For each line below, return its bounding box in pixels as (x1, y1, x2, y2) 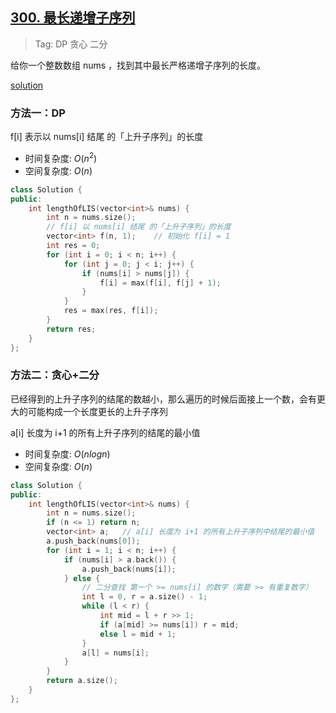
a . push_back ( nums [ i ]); (81, 564, 177, 574)
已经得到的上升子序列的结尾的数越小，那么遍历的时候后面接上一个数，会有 (10, 393, 317, 405)
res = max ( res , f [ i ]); (63, 306, 159, 316)
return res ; (46, 324, 97, 334)
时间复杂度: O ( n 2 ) (24, 151, 98, 164)
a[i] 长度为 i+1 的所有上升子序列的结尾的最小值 (10, 426, 201, 438)
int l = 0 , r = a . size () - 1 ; (81, 592, 208, 602)
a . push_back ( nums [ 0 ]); (46, 536, 141, 547)
